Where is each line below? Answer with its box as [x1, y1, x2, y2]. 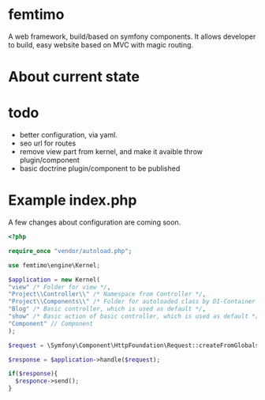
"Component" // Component [8, 319, 93, 327]
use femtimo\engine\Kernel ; [8, 261, 101, 270]
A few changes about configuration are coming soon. [8, 217, 181, 227]
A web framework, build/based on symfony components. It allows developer [8, 32, 256, 41]
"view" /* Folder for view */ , [8, 283, 111, 291]
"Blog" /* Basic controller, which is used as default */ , [8, 305, 207, 313]
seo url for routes [19, 138, 77, 148]
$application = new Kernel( [8, 275, 101, 284]
